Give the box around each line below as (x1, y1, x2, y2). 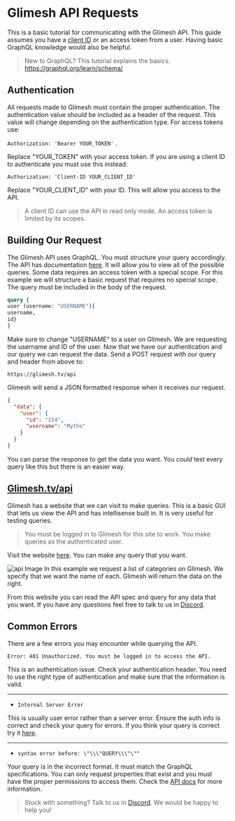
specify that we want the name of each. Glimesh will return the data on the (7, 572, 222, 580)
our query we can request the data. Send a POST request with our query (7, 350, 216, 358)
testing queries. (7, 516, 52, 525)
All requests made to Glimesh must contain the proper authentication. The (7, 103, 220, 111)
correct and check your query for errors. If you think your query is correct (7, 721, 220, 729)
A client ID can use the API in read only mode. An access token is (24, 207, 213, 215)
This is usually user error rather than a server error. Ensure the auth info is (7, 713, 221, 722)
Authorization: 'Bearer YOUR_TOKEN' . (7, 139, 117, 147)
